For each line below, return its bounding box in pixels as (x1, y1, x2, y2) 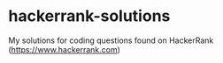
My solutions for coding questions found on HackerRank (8, 35, 214, 45)
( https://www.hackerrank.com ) (8, 44, 121, 54)
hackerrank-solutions (8, 6, 171, 26)
